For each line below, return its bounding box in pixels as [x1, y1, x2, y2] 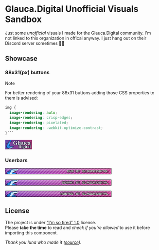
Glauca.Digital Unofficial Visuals [5, 3, 139, 15]
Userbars [5, 157, 28, 164]
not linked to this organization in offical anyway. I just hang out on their [5, 35, 147, 41]
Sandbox [5, 14, 42, 25]
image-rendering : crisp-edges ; [9, 115, 73, 120]
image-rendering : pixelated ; [9, 121, 69, 125]
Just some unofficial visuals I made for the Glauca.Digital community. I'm [5, 30, 151, 36]
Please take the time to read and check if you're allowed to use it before [5, 225, 150, 230]
